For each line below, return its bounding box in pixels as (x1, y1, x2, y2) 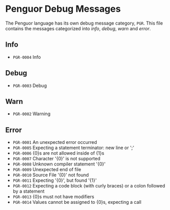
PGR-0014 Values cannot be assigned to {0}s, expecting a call (12, 199, 142, 205)
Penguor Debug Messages (5, 3, 121, 15)
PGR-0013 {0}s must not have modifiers (12, 194, 95, 200)
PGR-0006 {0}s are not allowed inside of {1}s (12, 150, 104, 156)
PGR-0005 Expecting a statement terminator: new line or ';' (12, 144, 135, 151)
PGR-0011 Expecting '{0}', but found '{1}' (12, 177, 97, 183)
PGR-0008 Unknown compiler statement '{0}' (12, 161, 106, 167)
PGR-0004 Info (12, 54, 41, 60)
